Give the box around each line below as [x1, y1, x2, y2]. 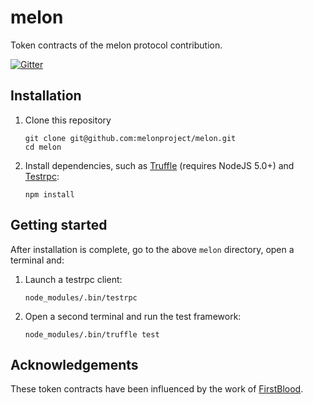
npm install [24, 189, 75, 200]
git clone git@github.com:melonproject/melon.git [24, 133, 237, 143]
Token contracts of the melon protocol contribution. [10, 39, 223, 51]
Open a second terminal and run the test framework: [24, 310, 242, 322]
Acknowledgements [10, 356, 139, 373]
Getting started [10, 217, 108, 234]
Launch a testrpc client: [24, 273, 123, 285]
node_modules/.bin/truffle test [24, 329, 160, 340]
